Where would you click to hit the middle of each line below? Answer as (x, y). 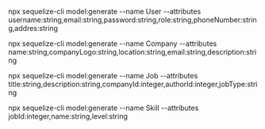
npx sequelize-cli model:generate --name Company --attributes (113, 44)
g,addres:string (33, 28)
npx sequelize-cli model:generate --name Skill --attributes (104, 108)
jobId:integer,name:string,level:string (68, 116)
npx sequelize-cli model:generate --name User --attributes (105, 11)
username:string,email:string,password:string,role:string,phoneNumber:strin (133, 20)
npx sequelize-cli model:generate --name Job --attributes (103, 76)
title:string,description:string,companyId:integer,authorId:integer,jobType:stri (133, 84)
